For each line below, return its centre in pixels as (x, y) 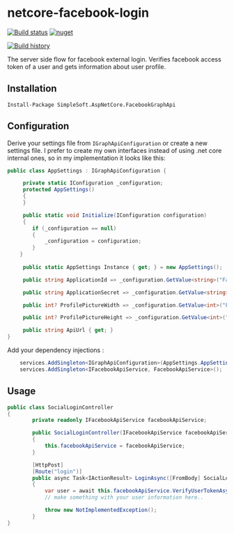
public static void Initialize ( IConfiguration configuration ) (115, 215)
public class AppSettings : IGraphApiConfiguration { (87, 170)
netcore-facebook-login (78, 13)
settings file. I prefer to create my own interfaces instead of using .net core (115, 150)
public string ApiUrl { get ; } (68, 330)
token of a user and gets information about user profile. (86, 66)
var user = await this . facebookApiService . (108, 491)
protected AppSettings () (59, 190)
